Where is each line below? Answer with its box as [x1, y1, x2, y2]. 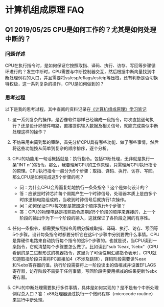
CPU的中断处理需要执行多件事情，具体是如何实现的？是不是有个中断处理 [12, 285, 159, 291]
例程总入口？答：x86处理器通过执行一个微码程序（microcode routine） [12, 291, 156, 297]
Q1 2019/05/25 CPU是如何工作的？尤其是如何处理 [5, 25, 157, 34]
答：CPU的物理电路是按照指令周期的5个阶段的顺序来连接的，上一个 [19, 209, 156, 215]
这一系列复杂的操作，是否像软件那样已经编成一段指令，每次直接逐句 [12, 117, 150, 123]
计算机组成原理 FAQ [5, 4, 85, 16]
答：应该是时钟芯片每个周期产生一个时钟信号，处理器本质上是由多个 [19, 191, 157, 197]
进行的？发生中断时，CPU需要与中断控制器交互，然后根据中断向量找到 [9, 68, 152, 74]
